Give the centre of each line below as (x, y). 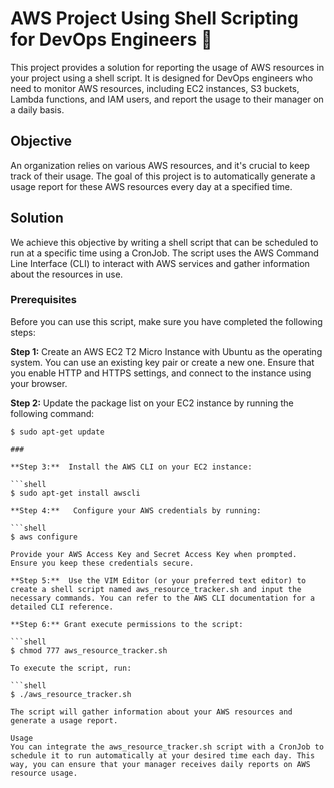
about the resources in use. (66, 274)
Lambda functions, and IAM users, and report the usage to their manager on (167, 99)
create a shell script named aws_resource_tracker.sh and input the (156, 589)
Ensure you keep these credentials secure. (102, 563)
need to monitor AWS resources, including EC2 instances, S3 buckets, (155, 88)
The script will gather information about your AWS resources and (151, 712)
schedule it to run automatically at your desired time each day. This (162, 755)
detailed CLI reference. (62, 607)
